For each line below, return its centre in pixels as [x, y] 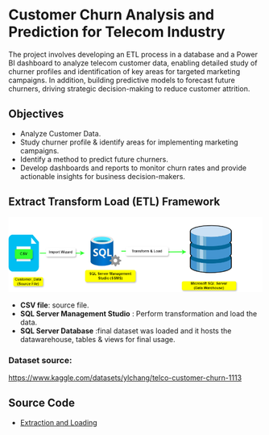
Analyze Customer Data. [60, 133]
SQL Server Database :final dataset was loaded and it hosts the [126, 330]
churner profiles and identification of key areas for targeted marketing [124, 71]
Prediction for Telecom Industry [117, 32]
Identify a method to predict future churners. [94, 159]
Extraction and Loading [59, 422]
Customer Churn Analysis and [112, 15]
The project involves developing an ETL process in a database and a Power [133, 54]
